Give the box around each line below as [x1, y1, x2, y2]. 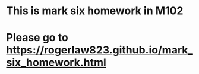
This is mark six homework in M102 [6, 4, 184, 18]
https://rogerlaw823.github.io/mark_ [6, 43, 193, 57]
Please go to [6, 31, 68, 45]
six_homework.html [6, 56, 107, 69]
